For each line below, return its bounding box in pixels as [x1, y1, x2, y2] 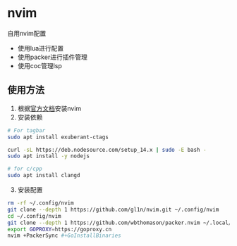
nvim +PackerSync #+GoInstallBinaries [7, 232, 121, 240]
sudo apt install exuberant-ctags [7, 134, 109, 141]
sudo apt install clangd [7, 172, 80, 179]
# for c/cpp [7, 165, 42, 173]
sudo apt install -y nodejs [7, 153, 90, 160]
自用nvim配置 [7, 29, 47, 37]
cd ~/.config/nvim [7, 212, 61, 219]
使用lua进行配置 [17, 44, 64, 52]
